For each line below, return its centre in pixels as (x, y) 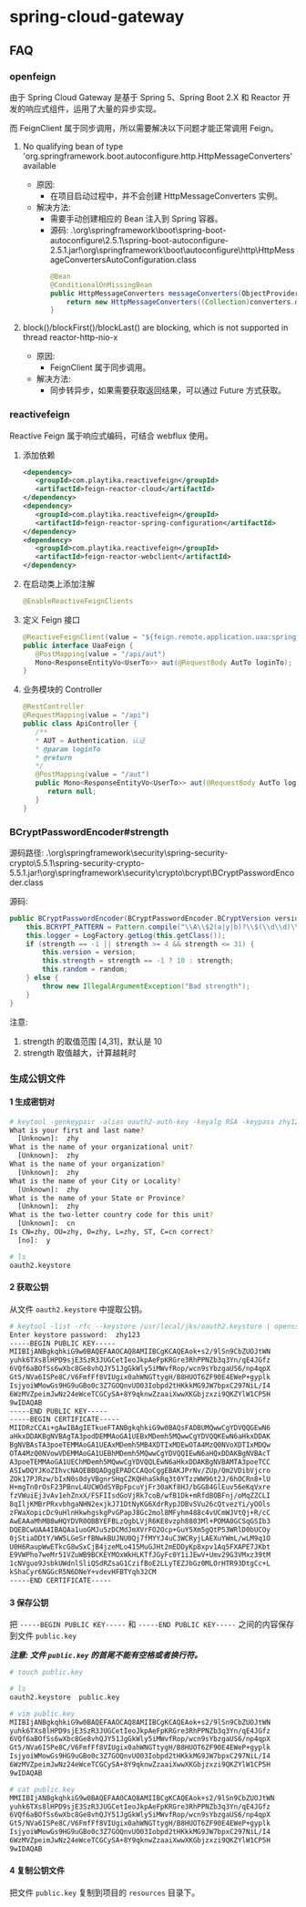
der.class (26, 882)
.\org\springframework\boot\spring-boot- (148, 230)
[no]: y (34, 1240)
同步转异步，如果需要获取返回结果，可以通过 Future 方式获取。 (168, 390)
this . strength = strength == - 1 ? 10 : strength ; (138, 961)
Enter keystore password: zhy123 (75, 1335)
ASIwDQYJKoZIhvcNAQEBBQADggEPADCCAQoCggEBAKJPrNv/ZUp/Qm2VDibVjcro (140, 1470)
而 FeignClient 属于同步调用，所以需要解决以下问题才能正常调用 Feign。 (144, 128)
